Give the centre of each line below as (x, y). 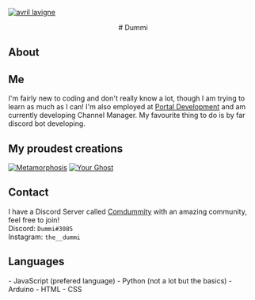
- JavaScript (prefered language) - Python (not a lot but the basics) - (120, 280)
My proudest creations (66, 148)
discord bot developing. (47, 123)
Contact (29, 193)
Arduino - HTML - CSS (45, 289)
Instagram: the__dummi (44, 237)
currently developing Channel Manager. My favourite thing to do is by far (127, 116)
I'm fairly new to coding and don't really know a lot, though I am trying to (127, 98)
